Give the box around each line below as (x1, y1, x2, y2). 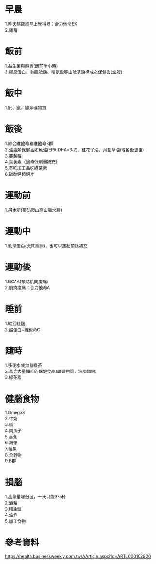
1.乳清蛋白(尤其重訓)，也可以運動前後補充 (5, 243, 88, 248)
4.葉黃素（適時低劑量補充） (5, 159, 60, 165)
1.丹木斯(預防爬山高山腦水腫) (5, 207, 62, 212)
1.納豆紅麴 (5, 320, 25, 326)
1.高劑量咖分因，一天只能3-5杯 (5, 494, 66, 500)
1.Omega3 (5, 410, 25, 416)
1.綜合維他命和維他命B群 (5, 141, 53, 146)
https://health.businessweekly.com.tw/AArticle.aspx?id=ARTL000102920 (5, 553, 151, 559)
